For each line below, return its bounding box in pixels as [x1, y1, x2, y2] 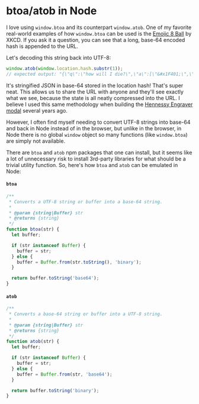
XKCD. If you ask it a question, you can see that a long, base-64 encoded [6, 36, 185, 43]
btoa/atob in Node [6, 4, 97, 18]
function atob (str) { [6, 339, 60, 345]
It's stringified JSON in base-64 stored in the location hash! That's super [6, 82, 184, 89]
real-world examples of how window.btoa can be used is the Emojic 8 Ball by [6, 30, 192, 37]
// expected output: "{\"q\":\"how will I [6, 71, 113, 77]
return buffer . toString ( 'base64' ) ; [11, 275, 99, 281]
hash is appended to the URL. [6, 43, 79, 50]
